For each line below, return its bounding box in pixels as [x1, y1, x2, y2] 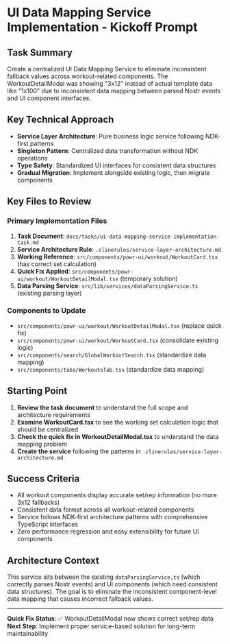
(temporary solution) [119, 274, 178, 283]
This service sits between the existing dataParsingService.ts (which [7, 573, 201, 581]
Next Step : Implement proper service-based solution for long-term [7, 622, 196, 630]
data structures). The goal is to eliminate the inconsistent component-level [7, 588, 217, 596]
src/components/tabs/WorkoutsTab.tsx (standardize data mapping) [16, 365, 205, 373]
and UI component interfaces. [7, 94, 91, 102]
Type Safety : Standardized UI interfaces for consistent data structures [16, 161, 216, 169]
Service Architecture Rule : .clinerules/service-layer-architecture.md [16, 245, 221, 253]
